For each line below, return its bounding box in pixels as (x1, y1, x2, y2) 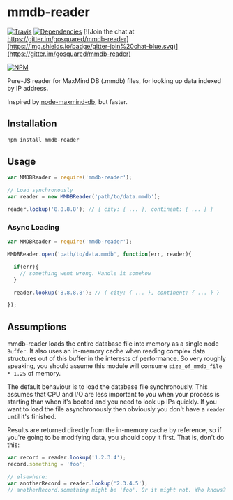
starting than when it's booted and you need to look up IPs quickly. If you (7, 397, 218, 406)
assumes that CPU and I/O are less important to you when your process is (7, 390, 220, 399)
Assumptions (7, 321, 67, 332)
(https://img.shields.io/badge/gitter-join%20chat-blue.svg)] (7, 42, 179, 50)
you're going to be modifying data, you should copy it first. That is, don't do (7, 434, 225, 442)
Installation (7, 118, 57, 130)
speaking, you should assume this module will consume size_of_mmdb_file (7, 362, 223, 370)
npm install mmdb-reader (7, 136, 80, 143)
